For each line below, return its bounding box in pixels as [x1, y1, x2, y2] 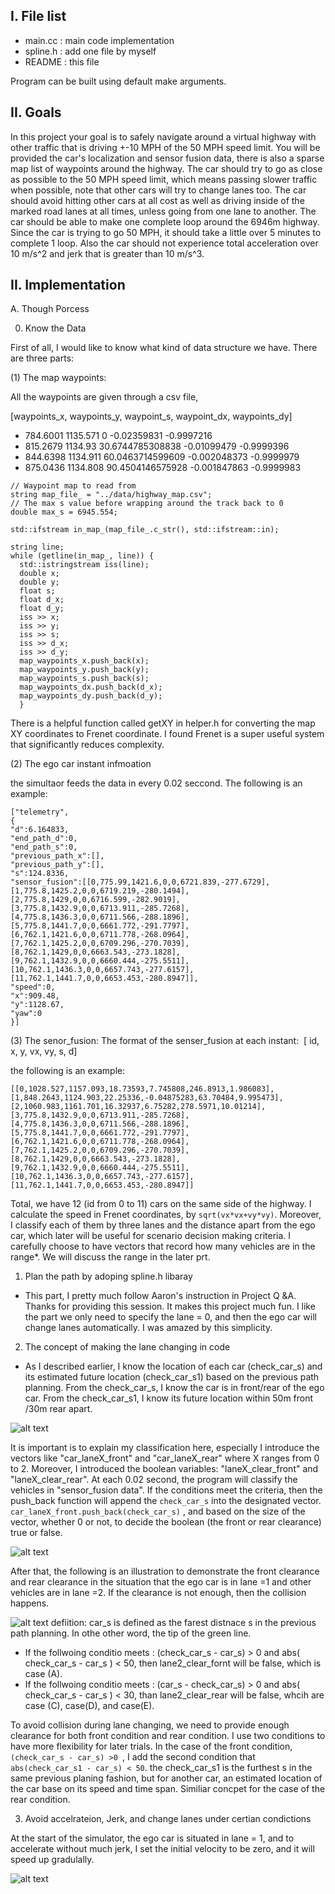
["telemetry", [10, 807, 70, 818]
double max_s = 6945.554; [10, 507, 118, 518]
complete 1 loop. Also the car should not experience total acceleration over [10, 237, 319, 249]
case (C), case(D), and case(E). [24, 1700, 155, 1712]
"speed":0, [10, 982, 56, 993]
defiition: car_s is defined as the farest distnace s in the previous [50, 1617, 317, 1629]
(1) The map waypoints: [10, 372, 107, 384]
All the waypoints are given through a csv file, [10, 391, 199, 403]
